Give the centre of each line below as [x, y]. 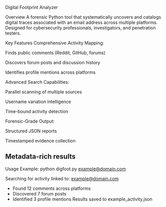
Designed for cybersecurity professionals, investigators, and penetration [80, 28]
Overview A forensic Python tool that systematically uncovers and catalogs [83, 17]
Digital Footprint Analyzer [32, 7]
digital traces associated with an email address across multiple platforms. [81, 22]
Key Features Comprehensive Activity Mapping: [55, 43]
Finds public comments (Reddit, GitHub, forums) [56, 53]
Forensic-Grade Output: [30, 121]
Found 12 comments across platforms [51, 188]
